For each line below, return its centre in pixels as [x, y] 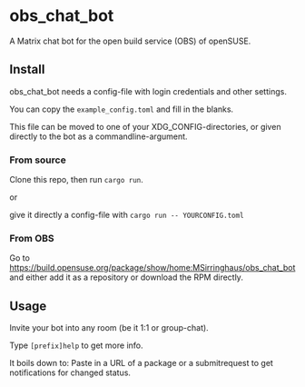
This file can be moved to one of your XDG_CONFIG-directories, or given [145, 126]
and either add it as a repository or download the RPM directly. [126, 277]
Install [27, 69]
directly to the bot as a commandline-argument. [98, 136]
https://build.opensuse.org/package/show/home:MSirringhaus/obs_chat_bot [152, 268]
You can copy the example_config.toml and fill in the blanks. [122, 109]
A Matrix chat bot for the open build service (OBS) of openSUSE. [130, 41]
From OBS [32, 238]
